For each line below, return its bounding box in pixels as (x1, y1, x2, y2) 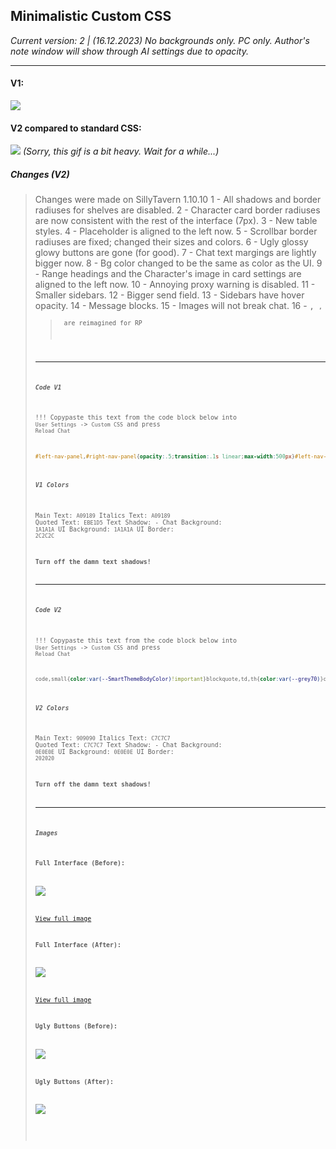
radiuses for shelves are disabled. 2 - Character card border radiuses (34, 204, 321, 216)
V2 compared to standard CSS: (10, 122, 142, 134)
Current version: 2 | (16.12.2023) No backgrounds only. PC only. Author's (10, 34, 310, 46)
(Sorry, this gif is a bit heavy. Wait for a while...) (22, 145, 220, 158)
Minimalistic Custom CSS (10, 8, 172, 25)
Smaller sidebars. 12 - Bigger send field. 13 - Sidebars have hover (34, 289, 305, 301)
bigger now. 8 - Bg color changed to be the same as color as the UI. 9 (34, 257, 323, 269)
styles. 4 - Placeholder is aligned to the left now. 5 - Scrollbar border (34, 225, 318, 238)
